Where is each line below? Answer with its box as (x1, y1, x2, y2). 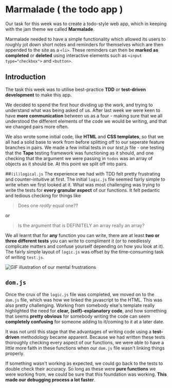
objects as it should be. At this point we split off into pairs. (5, 161, 128, 167)
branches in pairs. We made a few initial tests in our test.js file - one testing (5, 144, 164, 150)
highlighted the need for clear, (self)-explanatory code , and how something (5, 307, 167, 314)
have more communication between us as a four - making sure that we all (5, 112, 163, 119)
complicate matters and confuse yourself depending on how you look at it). (5, 243, 164, 249)
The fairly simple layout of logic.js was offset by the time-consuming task (5, 248, 164, 255)
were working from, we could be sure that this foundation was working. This (5, 371, 167, 377)
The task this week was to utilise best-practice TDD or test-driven (5, 86, 146, 92)
